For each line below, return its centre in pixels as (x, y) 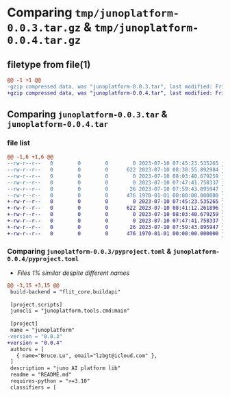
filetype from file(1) (49, 64)
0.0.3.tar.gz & (50, 27)
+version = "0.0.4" (35, 343)
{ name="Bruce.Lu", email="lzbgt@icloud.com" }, (87, 356)
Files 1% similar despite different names (73, 273)
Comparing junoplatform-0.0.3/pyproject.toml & (89, 251)
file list (19, 143)
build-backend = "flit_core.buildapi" (65, 292)
